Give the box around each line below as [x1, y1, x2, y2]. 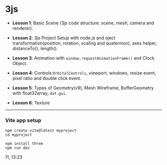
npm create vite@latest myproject [5, 128, 77, 133]
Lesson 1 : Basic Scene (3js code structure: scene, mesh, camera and [12, 20, 154, 26]
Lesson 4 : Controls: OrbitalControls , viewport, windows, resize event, [12, 70, 157, 76]
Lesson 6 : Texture [12, 99, 50, 105]
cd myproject [5, 133, 32, 138]
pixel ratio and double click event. [12, 75, 82, 81]
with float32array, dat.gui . [12, 90, 67, 96]
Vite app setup [5, 117, 41, 124]
